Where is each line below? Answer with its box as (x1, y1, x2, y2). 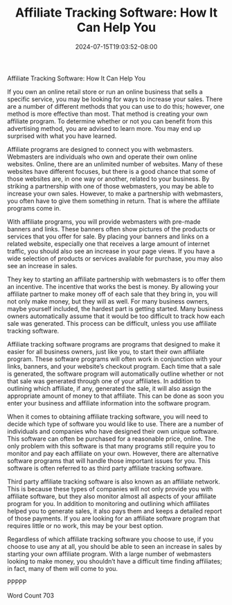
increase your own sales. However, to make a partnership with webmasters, (7, 189, 224, 198)
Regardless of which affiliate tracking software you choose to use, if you (7, 535, 213, 543)
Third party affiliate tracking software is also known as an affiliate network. (7, 477, 220, 486)
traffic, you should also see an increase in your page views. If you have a (7, 247, 215, 255)
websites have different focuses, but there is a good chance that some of (7, 167, 216, 175)
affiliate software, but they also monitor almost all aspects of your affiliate (7, 492, 217, 500)
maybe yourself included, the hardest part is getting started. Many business (7, 304, 224, 313)
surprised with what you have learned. (7, 132, 117, 140)
